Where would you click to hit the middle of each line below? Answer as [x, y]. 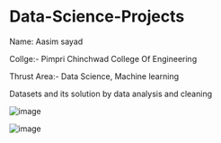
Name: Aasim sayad [46, 41]
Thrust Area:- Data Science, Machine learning [94, 76]
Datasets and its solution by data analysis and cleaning [111, 94]
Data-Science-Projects [97, 17]
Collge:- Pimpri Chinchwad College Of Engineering [103, 58]
